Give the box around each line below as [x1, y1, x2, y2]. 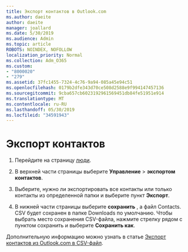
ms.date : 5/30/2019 [6, 30, 54, 36]
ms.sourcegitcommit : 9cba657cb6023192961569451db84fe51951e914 [6, 90, 164, 96]
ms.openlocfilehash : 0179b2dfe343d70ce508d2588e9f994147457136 [6, 85, 164, 91]
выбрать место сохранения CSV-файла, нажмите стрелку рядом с [14, 216, 183, 223]
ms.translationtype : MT [6, 96, 65, 101]
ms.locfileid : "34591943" [6, 112, 69, 118]
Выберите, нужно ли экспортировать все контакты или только [14, 186, 172, 193]
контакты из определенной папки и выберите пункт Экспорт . [14, 192, 170, 199]
